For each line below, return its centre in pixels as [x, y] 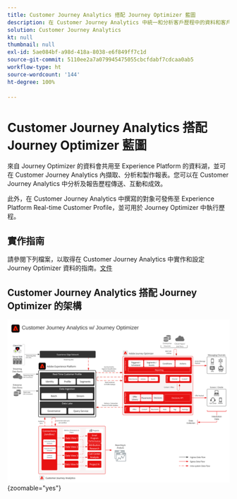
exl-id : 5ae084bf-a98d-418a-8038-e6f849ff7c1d [77, 52]
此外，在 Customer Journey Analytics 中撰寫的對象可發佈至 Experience [111, 199]
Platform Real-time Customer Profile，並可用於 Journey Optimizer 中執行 [113, 208]
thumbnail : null [31, 45]
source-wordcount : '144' [44, 74]
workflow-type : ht [34, 67]
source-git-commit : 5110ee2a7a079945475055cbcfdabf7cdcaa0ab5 [101, 60]
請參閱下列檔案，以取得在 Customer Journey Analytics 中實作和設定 [106, 259]
